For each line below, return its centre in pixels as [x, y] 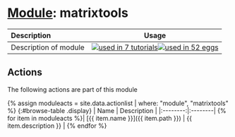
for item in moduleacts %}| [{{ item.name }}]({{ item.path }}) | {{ [100, 118]
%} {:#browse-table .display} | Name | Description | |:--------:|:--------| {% [117, 110]
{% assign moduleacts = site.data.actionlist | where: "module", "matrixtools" [118, 103]
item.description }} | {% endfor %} [57, 126]
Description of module [48, 47]
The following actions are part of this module [72, 89]
